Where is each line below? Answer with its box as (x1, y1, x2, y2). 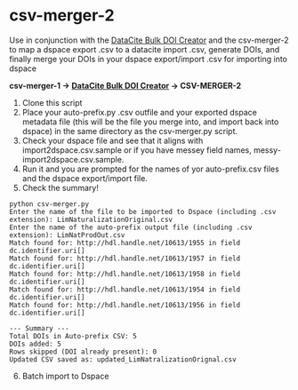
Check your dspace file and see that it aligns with (21, 135, 204, 146)
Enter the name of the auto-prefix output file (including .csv (9, 223, 253, 232)
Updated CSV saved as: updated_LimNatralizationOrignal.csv (9, 354, 238, 364)
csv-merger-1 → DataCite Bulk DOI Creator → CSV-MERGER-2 (9, 80, 242, 91)
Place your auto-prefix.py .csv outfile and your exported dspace (21, 107, 258, 117)
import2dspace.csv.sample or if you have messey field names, (21, 144, 252, 155)
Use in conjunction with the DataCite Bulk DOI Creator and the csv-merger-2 (9, 35, 289, 45)
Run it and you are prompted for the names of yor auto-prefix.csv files (21, 163, 280, 174)
